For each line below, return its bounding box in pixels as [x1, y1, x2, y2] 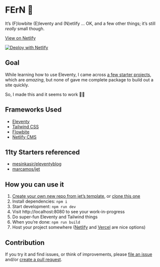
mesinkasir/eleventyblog [12, 161, 62, 167]
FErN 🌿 [5, 4, 33, 16]
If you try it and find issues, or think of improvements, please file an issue [5, 251, 153, 257]
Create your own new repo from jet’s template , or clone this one [12, 193, 140, 199]
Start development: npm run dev [12, 204, 76, 210]
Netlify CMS [12, 134, 37, 140]
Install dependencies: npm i [12, 198, 67, 204]
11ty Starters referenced [5, 148, 80, 156]
